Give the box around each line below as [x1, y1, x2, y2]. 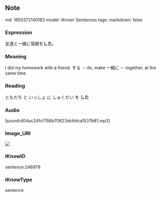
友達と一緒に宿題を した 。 [5, 41, 56, 47]
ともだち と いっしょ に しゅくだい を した [5, 94, 89, 100]
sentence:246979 [5, 164, 40, 170]
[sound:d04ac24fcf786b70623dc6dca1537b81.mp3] [5, 118, 110, 123]
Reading [5, 82, 25, 89]
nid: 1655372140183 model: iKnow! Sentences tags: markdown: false [5, 17, 143, 22]
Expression [5, 29, 33, 36]
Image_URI [5, 130, 31, 137]
